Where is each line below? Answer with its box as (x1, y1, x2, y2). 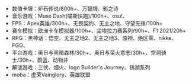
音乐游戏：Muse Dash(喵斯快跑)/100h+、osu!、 (11, 12, 129, 19)
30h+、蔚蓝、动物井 (18, 56, 69, 63)
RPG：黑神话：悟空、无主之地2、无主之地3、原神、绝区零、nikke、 (11, 35, 177, 41)
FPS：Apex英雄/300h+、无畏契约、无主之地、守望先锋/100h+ (11, 20, 163, 26)
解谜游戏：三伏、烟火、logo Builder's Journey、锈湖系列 (11, 64, 151, 70)
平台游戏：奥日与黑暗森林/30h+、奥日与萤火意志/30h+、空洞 (11, 49, 161, 56)
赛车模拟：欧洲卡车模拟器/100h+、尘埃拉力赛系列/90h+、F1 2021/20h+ (11, 27, 187, 34)
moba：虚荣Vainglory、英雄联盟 (11, 71, 91, 78)
